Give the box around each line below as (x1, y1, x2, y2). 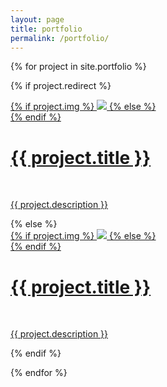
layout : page (10, 14, 65, 25)
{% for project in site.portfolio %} (10, 61, 147, 73)
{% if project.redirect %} (10, 80, 112, 92)
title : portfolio (10, 24, 83, 34)
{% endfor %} (10, 367, 68, 379)
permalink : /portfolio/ (10, 33, 110, 43)
